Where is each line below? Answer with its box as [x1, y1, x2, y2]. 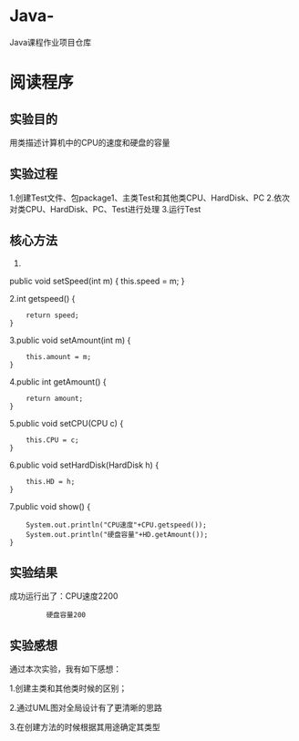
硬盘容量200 [46, 611, 87, 620]
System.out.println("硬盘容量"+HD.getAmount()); [26, 530, 209, 539]
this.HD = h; [26, 477, 76, 486]
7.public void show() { [9, 500, 91, 511]
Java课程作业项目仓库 [9, 36, 92, 47]
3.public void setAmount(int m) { [9, 334, 131, 345]
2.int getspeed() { [9, 293, 76, 304]
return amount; [26, 394, 84, 403]
